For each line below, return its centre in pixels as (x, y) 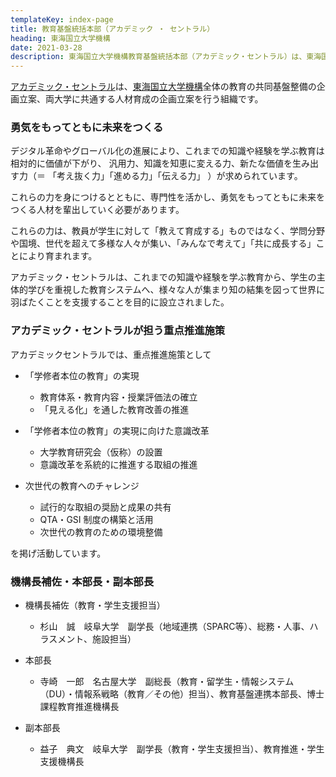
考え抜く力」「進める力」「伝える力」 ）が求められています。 (179, 176)
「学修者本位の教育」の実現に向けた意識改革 (117, 430)
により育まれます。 (58, 256)
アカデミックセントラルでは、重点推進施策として (111, 354)
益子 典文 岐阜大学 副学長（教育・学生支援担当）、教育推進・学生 (182, 749)
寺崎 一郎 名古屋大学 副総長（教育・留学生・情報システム (167, 682)
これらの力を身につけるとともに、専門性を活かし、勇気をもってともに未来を (167, 197)
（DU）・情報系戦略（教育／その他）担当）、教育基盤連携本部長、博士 (182, 694)
